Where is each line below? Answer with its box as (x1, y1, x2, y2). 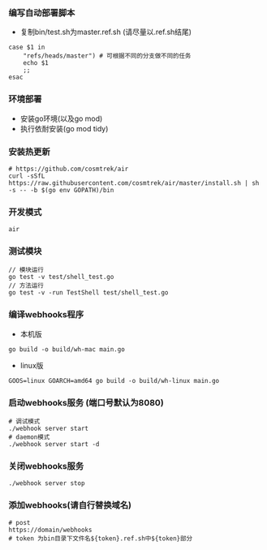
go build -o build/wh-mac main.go (8, 345, 126, 354)
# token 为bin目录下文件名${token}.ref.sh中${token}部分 (8, 534, 193, 543)
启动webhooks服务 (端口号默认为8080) (8, 397, 164, 408)
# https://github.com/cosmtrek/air (8, 165, 129, 173)
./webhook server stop (8, 479, 85, 488)
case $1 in (8, 43, 45, 52)
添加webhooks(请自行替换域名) (8, 500, 132, 511)
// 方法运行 (8, 281, 45, 290)
